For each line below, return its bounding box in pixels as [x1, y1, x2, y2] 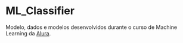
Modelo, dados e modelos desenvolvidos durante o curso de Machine [5, 24, 177, 31]
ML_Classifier [5, 4, 75, 18]
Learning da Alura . [5, 29, 51, 37]
